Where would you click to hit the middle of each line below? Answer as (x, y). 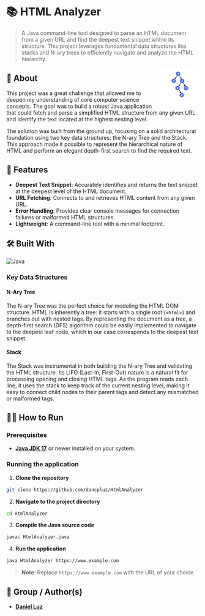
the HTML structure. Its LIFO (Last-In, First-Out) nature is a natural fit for (97, 372)
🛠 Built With (31, 244)
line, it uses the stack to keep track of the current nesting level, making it (98, 385)
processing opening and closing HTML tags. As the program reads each (97, 379)
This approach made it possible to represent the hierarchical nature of (95, 144)
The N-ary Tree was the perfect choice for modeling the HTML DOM (93, 306)
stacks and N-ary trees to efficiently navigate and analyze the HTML (107, 52)
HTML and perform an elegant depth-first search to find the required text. (99, 150)
